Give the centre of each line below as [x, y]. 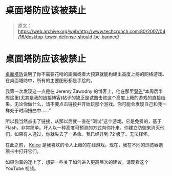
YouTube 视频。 [22, 168]
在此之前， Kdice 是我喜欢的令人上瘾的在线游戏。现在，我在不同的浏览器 [82, 145]
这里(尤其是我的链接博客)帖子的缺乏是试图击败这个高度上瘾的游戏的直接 [85, 97]
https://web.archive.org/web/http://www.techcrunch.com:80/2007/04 [92, 31]
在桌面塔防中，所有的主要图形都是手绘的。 [50, 80]
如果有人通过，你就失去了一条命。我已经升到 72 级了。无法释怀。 [83, 134]
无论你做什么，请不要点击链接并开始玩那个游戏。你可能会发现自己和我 [88, 104]
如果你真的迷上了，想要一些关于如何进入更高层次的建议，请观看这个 [77, 162]
